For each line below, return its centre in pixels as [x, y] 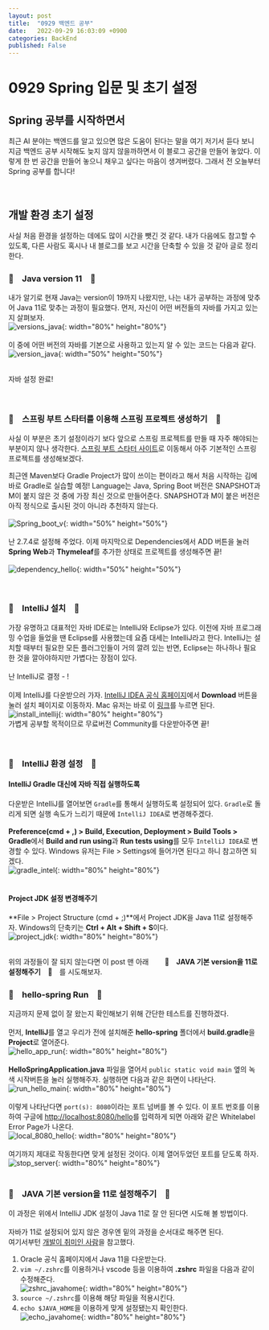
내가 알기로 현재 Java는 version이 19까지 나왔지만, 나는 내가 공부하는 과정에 [127, 298]
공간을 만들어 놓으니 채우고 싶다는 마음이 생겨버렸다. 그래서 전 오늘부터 [150, 161]
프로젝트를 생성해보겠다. [46, 458]
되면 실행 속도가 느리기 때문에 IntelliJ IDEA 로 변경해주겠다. [118, 813]
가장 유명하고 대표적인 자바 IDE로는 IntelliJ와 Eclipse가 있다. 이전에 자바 [121, 627]
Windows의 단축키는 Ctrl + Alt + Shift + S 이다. [94, 927]
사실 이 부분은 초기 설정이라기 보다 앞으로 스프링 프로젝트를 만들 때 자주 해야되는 [134, 438]
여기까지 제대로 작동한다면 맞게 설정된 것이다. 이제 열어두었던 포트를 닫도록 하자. [134, 1154]
